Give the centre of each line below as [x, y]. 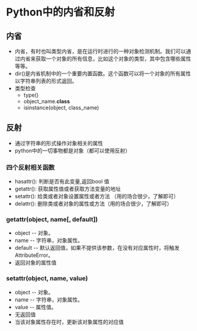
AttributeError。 [34, 255]
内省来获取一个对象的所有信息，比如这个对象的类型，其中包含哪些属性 [105, 59]
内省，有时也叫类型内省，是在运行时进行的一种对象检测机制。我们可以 [100, 51]
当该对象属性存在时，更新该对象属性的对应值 [69, 322]
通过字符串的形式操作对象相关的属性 [59, 143]
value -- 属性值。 [36, 307]
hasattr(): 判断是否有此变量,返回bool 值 [62, 182]
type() [31, 95]
